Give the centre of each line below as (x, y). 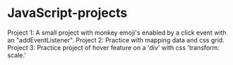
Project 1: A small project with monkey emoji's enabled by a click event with (117, 32)
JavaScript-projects (67, 13)
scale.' (17, 55)
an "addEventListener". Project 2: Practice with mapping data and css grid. (116, 40)
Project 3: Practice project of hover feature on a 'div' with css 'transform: (114, 47)
